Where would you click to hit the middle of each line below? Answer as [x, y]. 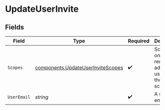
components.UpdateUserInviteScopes [79, 68]
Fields [15, 27]
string [42, 97]
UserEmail [19, 97]
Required [139, 41]
